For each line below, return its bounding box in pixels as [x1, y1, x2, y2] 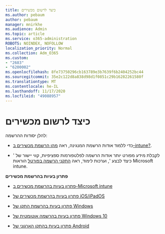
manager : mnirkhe [5, 22, 43, 27]
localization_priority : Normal [5, 46, 72, 51]
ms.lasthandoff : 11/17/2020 [5, 88, 66, 94]
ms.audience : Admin [5, 27, 47, 32]
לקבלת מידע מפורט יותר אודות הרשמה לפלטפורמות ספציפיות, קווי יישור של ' [12, 152, 160, 159]
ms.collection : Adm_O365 [5, 50, 59, 55]
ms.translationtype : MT [5, 79, 57, 84]
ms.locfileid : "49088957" [5, 93, 61, 99]
